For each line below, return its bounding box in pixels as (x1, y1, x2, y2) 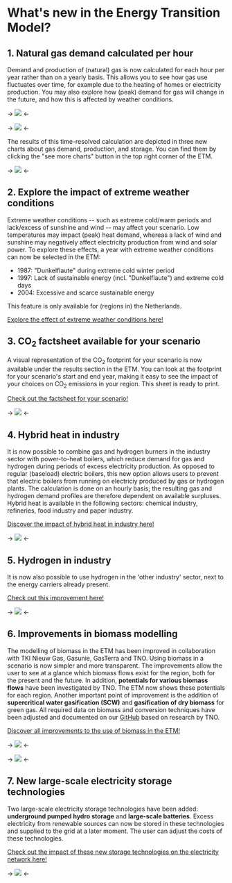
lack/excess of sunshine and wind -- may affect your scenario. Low (7, 223, 199, 231)
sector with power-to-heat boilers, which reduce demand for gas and (7, 455, 205, 463)
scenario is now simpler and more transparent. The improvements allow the (7, 661, 223, 670)
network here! (7, 855, 47, 863)
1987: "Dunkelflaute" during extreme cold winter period (17, 266, 175, 274)
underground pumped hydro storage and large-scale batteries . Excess (7, 811, 214, 820)
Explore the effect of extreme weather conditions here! (7, 315, 164, 324)
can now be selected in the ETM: (7, 252, 101, 261)
